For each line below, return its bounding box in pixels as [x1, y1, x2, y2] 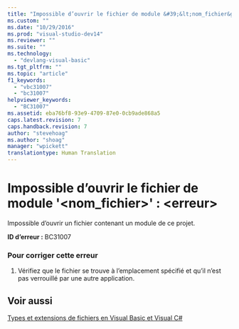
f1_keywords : [7, 76, 46, 84]
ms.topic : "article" [7, 70, 69, 77]
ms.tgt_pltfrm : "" [7, 63, 62, 70]
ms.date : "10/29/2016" [7, 23, 75, 31]
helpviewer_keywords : [7, 97, 72, 104]
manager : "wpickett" [7, 143, 69, 150]
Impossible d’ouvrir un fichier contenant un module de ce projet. [7, 219, 196, 227]
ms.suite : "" [7, 43, 46, 51]
